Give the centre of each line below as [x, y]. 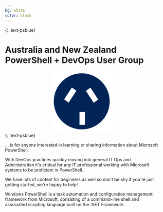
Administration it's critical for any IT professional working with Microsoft [77, 165]
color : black [18, 15]
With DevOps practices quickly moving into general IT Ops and [68, 160]
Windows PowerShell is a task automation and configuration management [79, 194]
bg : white [15, 10]
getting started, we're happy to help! [42, 185]
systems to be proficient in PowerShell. [44, 170]
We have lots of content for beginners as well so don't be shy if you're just [80, 180]
